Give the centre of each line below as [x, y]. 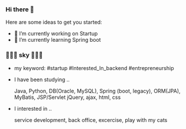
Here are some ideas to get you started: [54, 22]
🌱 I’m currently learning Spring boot [57, 40]
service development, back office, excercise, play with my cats [91, 120]
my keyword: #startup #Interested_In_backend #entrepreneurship [94, 68]
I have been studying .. [42, 80]
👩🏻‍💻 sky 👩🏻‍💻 [24, 55]
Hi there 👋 [20, 9]
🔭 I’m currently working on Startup [56, 34]
